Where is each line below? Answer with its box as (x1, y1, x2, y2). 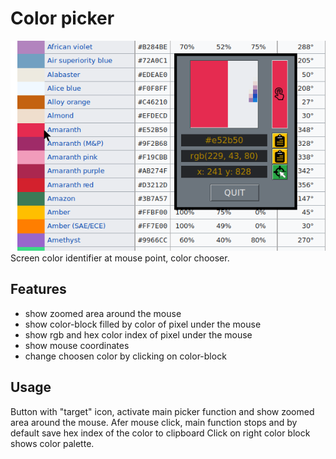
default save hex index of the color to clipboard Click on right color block (10, 427, 311, 439)
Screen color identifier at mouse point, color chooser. (10, 252, 230, 264)
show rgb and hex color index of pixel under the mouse (24, 328, 253, 341)
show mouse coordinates (24, 339, 130, 351)
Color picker (10, 7, 115, 30)
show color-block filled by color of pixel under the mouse (24, 318, 262, 330)
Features (10, 281, 67, 298)
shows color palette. (10, 437, 95, 449)
